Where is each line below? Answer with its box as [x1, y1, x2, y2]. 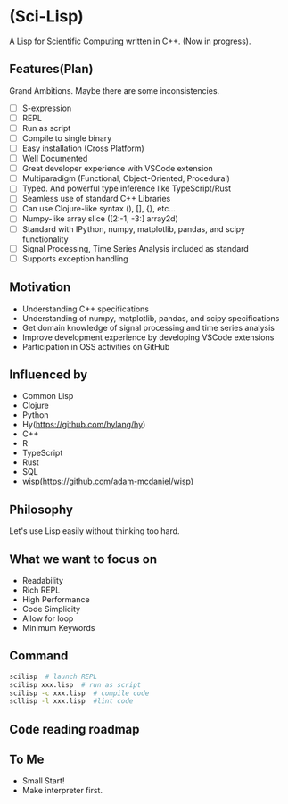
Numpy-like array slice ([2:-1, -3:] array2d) [21, 213, 178, 224]
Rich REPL [21, 584, 61, 595]
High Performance [21, 593, 91, 604]
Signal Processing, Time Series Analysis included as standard [21, 243, 250, 253]
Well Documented [21, 153, 88, 164]
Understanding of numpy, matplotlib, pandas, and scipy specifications [21, 312, 280, 323]
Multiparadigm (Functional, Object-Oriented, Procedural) [21, 173, 230, 184]
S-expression [21, 103, 72, 113]
